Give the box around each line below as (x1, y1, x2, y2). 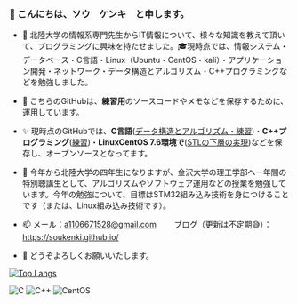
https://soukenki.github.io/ (21, 232, 119, 243)
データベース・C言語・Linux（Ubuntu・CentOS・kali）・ (21, 55, 229, 66)
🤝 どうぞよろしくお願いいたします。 (21, 251, 154, 261)
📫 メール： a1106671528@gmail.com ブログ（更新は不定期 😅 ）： (21, 220, 273, 230)
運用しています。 (21, 107, 84, 117)
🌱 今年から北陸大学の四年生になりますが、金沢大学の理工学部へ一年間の (21, 167, 287, 178)
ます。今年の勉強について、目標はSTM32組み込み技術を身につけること (29, 189, 290, 200)
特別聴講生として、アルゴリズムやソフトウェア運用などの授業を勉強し (21, 178, 278, 188)
